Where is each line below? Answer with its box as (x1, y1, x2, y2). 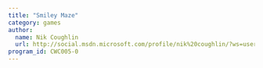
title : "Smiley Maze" (8, 11, 79, 20)
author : (8, 26, 34, 34)
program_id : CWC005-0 (8, 48, 79, 55)
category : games (8, 19, 61, 27)
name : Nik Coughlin (15, 33, 79, 41)
